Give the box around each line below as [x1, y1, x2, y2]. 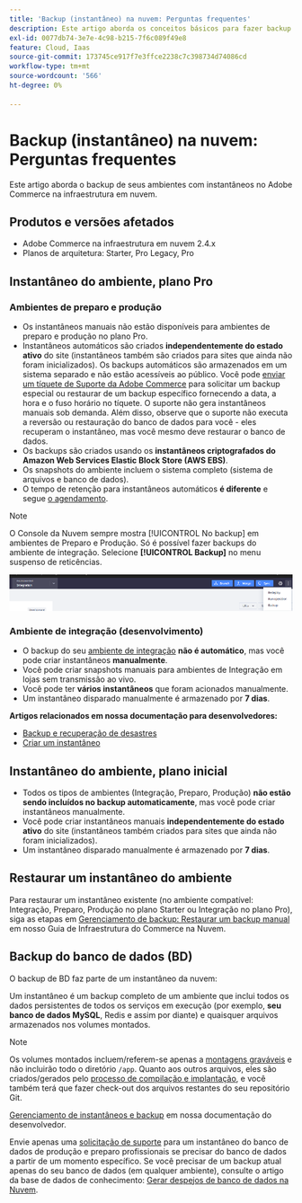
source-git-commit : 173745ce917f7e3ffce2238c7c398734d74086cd [9, 52, 247, 62]
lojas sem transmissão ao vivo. [22, 674, 137, 685]
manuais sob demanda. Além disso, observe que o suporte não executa [22, 407, 289, 418]
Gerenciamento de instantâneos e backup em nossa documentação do [9, 1110, 272, 1120]
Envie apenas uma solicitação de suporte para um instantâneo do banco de [9, 1137, 289, 1147]
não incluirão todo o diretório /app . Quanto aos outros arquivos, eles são [9, 1063, 277, 1074]
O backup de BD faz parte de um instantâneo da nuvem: [9, 973, 218, 984]
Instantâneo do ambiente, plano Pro [9, 274, 214, 289]
